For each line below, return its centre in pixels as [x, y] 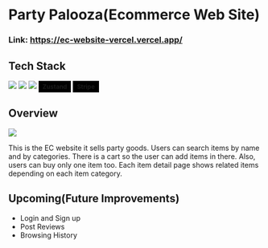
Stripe [86, 86]
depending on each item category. [66, 173]
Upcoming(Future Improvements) [94, 199]
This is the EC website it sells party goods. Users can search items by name [134, 148]
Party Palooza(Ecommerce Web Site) [134, 15]
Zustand [55, 86]
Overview [33, 114]
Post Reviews [42, 226]
